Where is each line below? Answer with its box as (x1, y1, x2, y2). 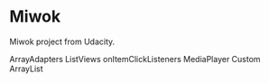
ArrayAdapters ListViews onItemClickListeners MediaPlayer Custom (9, 53, 261, 64)
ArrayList (9, 63, 43, 74)
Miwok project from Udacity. (9, 36, 116, 47)
